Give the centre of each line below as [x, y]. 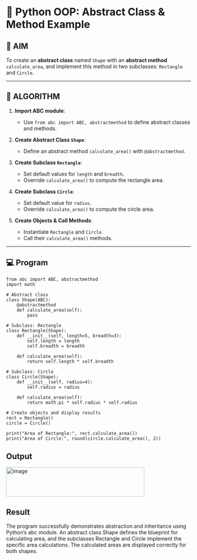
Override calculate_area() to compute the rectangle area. [94, 180]
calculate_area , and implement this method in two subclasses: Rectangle [94, 66]
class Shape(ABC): [28, 300]
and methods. [40, 128]
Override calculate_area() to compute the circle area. [89, 209]
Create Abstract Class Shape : [50, 140]
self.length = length [54, 341]
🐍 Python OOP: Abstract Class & [86, 12]
